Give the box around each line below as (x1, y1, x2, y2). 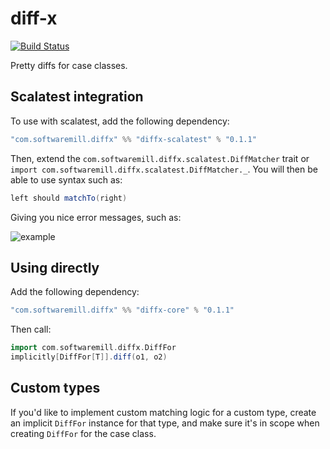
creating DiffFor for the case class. (10, 427, 157, 439)
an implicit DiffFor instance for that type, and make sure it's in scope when (10, 417, 320, 429)
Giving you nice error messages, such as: (10, 211, 182, 223)
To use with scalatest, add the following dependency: (10, 115, 230, 127)
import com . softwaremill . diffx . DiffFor (10, 343, 177, 353)
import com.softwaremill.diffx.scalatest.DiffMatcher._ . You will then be (10, 163, 318, 175)
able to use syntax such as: (10, 173, 123, 186)
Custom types (10, 380, 101, 397)
